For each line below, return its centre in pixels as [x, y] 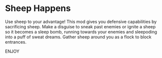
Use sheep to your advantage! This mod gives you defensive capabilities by [81, 22]
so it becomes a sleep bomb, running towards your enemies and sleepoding [81, 32]
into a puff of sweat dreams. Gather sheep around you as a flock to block [78, 37]
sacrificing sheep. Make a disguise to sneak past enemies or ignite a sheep [80, 26]
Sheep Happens [38, 8]
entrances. [16, 42]
